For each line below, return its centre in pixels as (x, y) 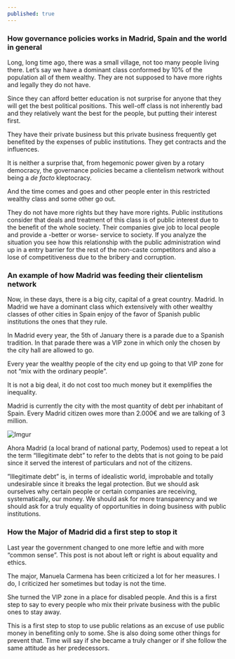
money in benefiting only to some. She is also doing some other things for (114, 633)
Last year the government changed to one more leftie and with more (106, 547)
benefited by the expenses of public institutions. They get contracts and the (117, 142)
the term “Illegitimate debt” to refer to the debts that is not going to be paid (115, 455)
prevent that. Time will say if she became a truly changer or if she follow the (117, 640)
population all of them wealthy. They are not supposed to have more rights (115, 77)
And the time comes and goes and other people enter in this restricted (109, 191)
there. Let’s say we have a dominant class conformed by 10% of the (105, 69)
